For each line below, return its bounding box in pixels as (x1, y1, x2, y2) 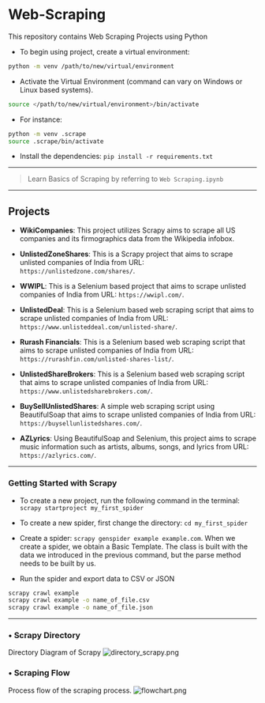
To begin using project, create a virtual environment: (19, 47, 190, 56)
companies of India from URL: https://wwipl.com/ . (19, 290, 185, 300)
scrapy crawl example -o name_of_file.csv (8, 596, 150, 604)
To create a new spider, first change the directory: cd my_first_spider (19, 518, 248, 527)
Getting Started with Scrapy (8, 478, 118, 489)
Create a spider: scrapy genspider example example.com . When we (19, 533, 236, 542)
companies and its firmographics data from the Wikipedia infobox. (19, 234, 235, 244)
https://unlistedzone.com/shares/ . (19, 266, 136, 276)
